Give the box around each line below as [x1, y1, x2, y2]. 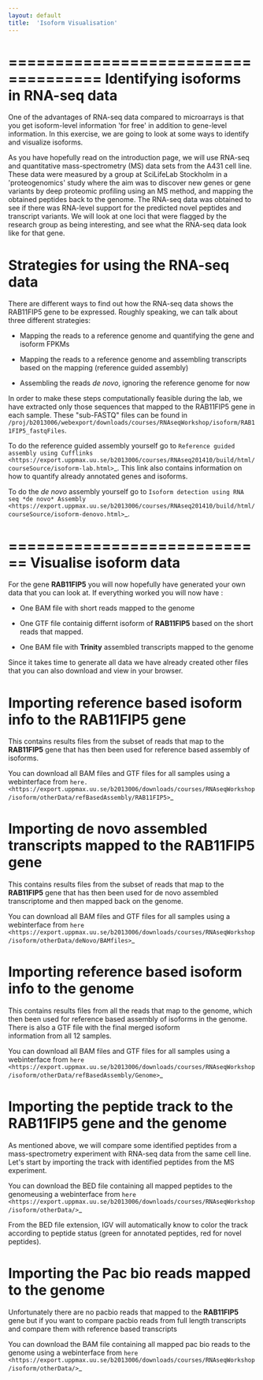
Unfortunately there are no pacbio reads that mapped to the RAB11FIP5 [8, 1307, 239, 1317]
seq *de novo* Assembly [8, 495, 87, 504]
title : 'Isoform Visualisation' [8, 19, 118, 27]
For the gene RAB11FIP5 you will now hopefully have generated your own [8, 579, 246, 589]
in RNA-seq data [8, 86, 118, 104]
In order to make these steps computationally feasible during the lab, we [8, 394, 243, 403]
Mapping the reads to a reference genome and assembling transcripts [19, 354, 247, 364]
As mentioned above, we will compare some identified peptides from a [8, 1141, 238, 1150]
